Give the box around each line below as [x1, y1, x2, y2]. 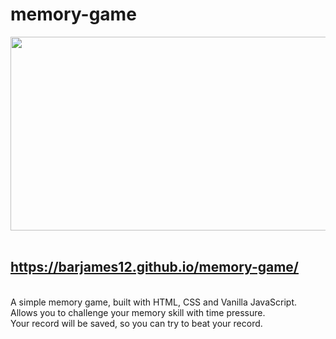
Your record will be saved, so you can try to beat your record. [10, 317, 263, 329]
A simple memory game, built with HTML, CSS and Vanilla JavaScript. [10, 296, 297, 308]
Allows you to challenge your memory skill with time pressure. [10, 306, 266, 318]
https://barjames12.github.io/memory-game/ [10, 259, 300, 276]
